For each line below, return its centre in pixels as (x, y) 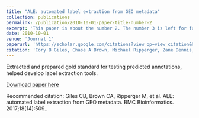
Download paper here (33, 84)
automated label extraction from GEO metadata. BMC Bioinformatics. (90, 102)
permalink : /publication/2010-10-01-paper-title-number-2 (79, 22)
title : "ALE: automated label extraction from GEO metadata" (83, 12)
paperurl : (18, 45)
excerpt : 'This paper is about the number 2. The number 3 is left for (96, 28)
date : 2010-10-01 (28, 34)
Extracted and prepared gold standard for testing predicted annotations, (94, 67)
